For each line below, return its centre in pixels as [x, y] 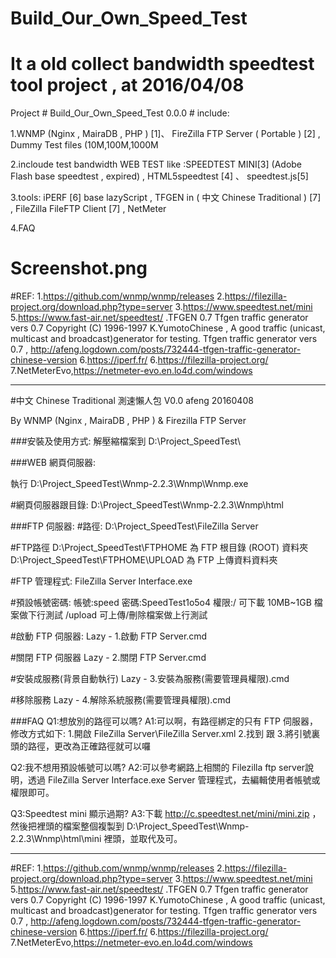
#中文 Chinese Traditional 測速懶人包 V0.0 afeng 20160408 [132, 401]
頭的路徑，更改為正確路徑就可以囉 [80, 746]
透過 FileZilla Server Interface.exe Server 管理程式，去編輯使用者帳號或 [174, 780]
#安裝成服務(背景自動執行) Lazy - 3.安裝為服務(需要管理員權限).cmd [150, 679]
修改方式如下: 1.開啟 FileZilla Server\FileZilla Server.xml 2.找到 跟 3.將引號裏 [165, 734]
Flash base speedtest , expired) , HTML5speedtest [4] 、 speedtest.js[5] [159, 176]
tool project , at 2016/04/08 [127, 85]
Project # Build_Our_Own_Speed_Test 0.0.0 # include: [120, 113]
